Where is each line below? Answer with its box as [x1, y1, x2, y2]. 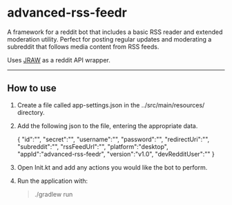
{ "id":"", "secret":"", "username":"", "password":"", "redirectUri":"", [17, 135, 210, 143]
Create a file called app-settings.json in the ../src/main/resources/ [17, 100, 205, 109]
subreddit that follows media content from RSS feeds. [7, 42, 159, 51]
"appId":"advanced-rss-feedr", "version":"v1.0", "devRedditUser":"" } [17, 150, 215, 158]
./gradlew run [34, 190, 73, 198]
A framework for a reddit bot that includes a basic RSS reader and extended [7, 28, 223, 36]
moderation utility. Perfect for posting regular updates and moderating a [7, 35, 212, 43]
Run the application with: [17, 177, 88, 185]
